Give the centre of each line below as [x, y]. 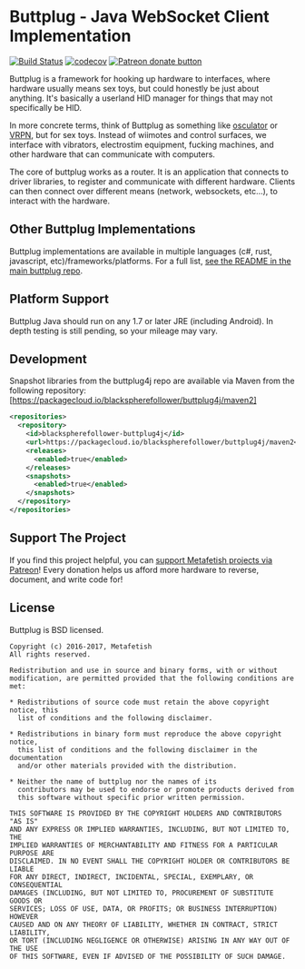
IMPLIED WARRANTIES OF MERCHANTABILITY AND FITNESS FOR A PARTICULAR [144, 845]
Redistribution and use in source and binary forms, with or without [144, 670]
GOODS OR [26, 901]
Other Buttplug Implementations [103, 229]
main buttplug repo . [46, 271]
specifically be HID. [46, 107]
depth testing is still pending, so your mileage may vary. [113, 331]
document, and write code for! [66, 579]
